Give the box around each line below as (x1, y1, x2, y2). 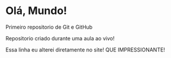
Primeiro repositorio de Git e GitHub (5, 23, 93, 30)
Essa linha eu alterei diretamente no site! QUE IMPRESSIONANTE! (5, 46, 165, 53)
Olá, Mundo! (5, 4, 67, 18)
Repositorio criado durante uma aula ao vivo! (5, 35, 115, 42)
